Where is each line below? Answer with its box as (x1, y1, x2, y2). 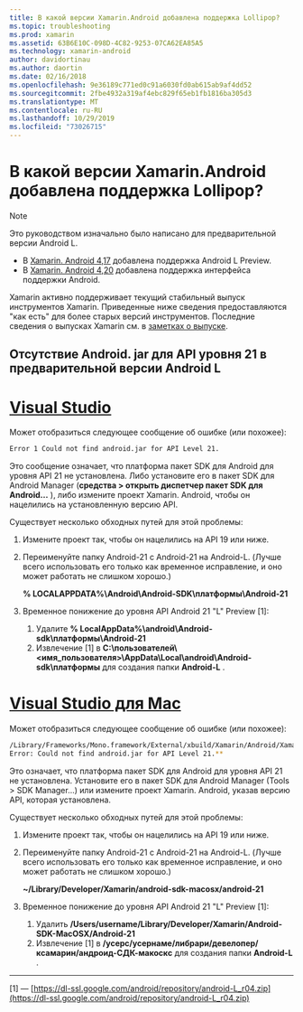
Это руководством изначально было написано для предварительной (9, 228, 277, 239)
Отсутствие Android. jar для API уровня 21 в (9, 347, 268, 362)
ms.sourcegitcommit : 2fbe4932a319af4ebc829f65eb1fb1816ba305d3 (9, 89, 252, 98)
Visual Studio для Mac (9, 693, 182, 714)
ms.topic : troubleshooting (9, 22, 111, 31)
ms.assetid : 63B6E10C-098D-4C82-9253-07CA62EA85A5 (9, 38, 204, 48)
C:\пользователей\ (102, 642, 178, 653)
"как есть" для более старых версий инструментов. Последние (9, 311, 255, 322)
